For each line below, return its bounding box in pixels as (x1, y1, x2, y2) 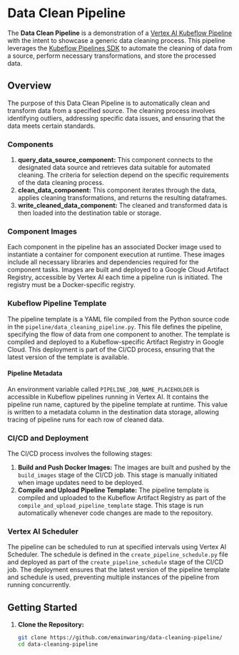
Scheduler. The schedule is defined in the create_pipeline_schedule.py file (7, 550, 228, 559)
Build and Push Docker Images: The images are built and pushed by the (17, 463, 231, 472)
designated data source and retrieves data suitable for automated (17, 163, 210, 172)
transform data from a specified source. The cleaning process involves (7, 106, 216, 115)
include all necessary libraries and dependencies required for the (7, 258, 199, 266)
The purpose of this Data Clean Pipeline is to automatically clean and (7, 99, 210, 107)
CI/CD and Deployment (7, 433, 89, 443)
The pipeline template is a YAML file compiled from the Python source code (7, 314, 230, 323)
